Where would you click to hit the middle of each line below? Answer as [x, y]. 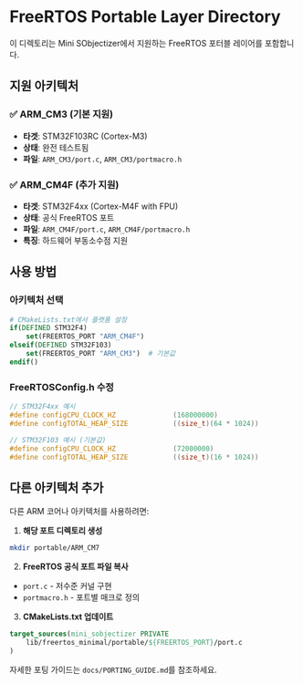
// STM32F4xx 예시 [42, 407]
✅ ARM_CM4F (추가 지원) [64, 184]
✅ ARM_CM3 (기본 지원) [62, 114]
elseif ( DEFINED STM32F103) [61, 345]
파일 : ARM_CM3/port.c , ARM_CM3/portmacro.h [102, 159]
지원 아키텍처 [44, 86]
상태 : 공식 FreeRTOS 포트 [68, 217]
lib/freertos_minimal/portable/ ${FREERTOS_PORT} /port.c [135, 642]
